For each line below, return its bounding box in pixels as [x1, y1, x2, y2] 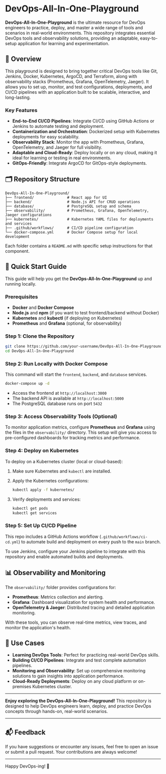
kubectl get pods [12, 506, 48, 511]
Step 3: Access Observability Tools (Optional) [5, 413, 118, 420]
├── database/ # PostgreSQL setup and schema [5, 204, 132, 209]
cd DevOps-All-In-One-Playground [5, 349, 74, 354]
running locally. [5, 281, 37, 287]
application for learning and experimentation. [17, 40, 110, 46]
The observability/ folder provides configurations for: [5, 584, 116, 590]
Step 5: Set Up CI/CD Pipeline [5, 522, 77, 529]
